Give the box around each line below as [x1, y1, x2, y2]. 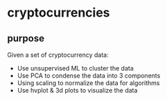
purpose [7, 33, 45, 44]
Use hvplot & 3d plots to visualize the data [17, 86, 138, 94]
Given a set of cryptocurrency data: [7, 50, 109, 59]
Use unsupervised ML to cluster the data [17, 64, 134, 72]
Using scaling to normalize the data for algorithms [17, 79, 160, 87]
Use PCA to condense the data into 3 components [17, 71, 161, 80]
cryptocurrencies [7, 5, 110, 21]
